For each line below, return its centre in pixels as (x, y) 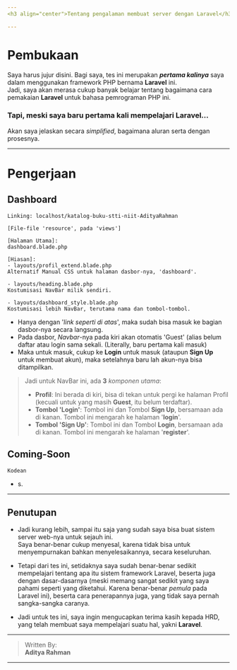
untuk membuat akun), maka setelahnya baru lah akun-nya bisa (110, 359)
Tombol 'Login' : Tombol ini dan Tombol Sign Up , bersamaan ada (129, 409)
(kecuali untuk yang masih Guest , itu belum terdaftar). (114, 402)
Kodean (17, 470)
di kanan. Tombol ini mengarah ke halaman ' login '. (108, 417)
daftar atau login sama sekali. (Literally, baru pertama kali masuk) (112, 345)
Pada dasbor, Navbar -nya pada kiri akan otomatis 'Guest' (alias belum (120, 337)
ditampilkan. (35, 367)
